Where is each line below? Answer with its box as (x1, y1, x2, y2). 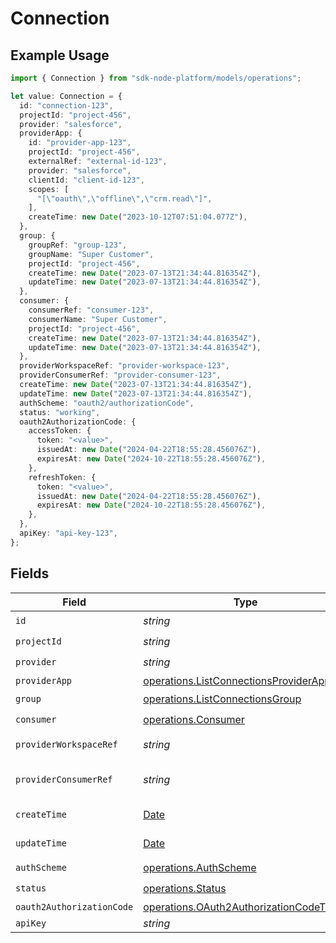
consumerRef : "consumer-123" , (28, 305, 155, 315)
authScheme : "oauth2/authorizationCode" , (19, 398, 195, 408)
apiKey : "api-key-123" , (19, 528, 118, 538)
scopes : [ (28, 184, 70, 194)
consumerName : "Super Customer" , (28, 314, 168, 324)
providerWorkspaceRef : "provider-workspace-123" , (19, 361, 230, 371)
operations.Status (143, 882, 227, 896)
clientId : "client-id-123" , (28, 175, 145, 185)
